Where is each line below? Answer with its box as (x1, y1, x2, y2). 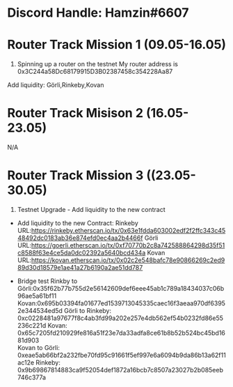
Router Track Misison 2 (7, 105, 144, 121)
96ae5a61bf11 (17, 291, 57, 300)
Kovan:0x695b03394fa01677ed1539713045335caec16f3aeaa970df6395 (17, 299, 226, 308)
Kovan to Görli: (17, 344, 61, 351)
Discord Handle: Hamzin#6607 (7, 5, 189, 21)
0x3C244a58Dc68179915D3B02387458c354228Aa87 (17, 68, 173, 76)
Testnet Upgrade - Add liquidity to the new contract (17, 206, 166, 213)
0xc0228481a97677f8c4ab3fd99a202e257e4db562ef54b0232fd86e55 (17, 314, 224, 322)
